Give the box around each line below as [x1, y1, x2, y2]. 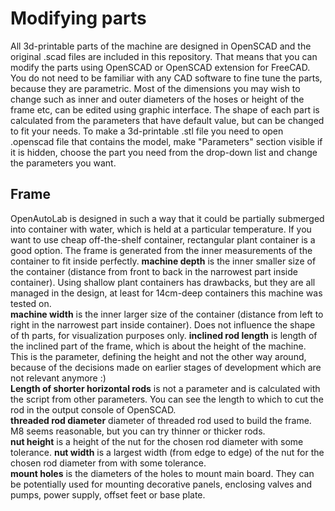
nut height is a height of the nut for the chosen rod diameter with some [10, 435, 304, 447]
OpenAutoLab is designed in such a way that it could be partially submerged [10, 212, 325, 224]
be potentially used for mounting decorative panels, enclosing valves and [10, 478, 313, 490]
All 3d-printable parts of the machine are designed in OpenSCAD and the [10, 40, 312, 52]
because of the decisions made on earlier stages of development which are [10, 361, 322, 373]
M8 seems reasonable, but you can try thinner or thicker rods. [10, 425, 266, 437]
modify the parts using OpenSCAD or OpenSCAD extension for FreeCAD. [10, 61, 311, 73]
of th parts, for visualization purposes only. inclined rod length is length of [10, 329, 318, 341]
